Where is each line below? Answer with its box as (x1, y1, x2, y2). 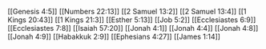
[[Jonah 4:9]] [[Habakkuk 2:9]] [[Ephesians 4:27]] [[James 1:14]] (7, 32, 221, 41)
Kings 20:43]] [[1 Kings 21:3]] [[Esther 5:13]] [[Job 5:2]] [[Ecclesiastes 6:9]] (7, 15, 256, 24)
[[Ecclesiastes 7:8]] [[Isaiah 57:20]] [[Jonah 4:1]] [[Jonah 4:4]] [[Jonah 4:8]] (7, 24, 259, 32)
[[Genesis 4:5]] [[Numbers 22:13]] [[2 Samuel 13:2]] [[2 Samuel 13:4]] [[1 (7, 7, 247, 16)
